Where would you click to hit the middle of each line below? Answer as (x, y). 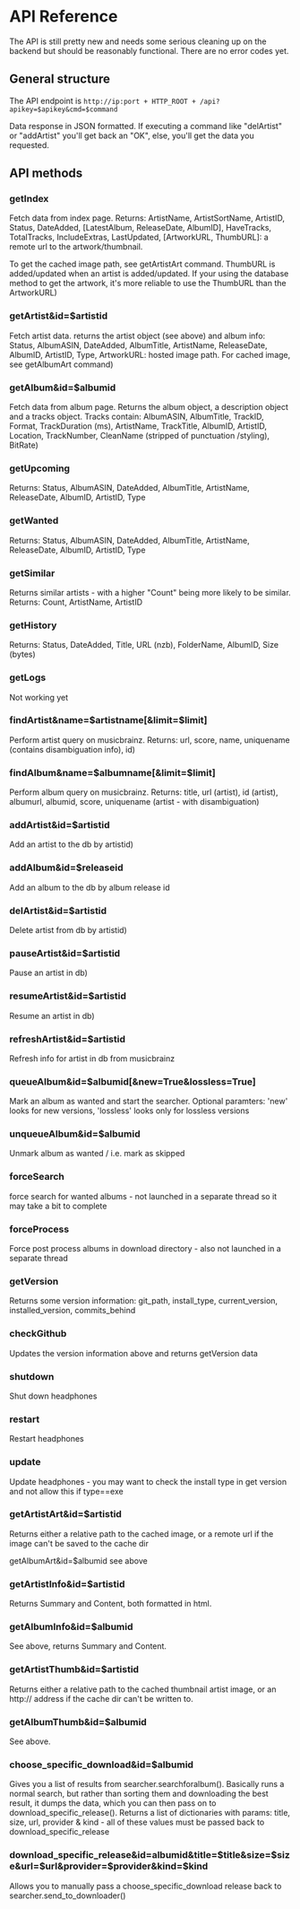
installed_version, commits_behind (73, 1311)
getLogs (28, 677)
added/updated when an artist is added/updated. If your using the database (149, 274)
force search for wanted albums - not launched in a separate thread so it (143, 1196)
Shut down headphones (53, 1396)
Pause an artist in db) (48, 973)
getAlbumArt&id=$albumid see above (78, 1560)
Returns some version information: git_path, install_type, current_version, (144, 1301)
